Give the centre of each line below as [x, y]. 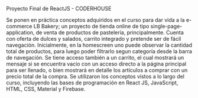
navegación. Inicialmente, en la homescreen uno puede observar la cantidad [99, 45]
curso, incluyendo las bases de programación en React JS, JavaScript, [92, 83]
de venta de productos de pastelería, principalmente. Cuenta [110, 32]
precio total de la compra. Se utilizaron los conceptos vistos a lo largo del [95, 76]
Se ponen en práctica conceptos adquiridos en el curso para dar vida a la [95, 20]
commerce [19, 26]
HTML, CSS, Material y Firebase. [46, 89]
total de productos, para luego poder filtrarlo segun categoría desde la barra [99, 51]
